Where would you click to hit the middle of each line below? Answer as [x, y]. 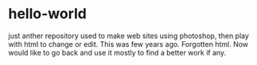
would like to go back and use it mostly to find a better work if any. [117, 52]
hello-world [48, 14]
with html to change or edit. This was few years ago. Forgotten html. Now [128, 44]
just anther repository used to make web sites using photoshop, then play [128, 36]
